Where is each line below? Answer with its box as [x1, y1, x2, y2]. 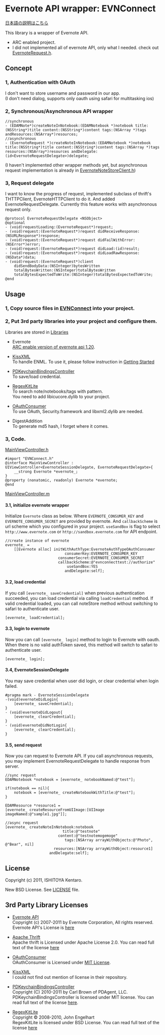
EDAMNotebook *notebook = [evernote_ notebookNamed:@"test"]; [5, 777, 135, 782]
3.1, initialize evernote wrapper [5, 502, 69, 508]
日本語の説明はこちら [5, 20, 48, 26]
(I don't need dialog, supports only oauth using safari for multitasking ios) [5, 95, 154, 101]
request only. [5, 207, 32, 213]
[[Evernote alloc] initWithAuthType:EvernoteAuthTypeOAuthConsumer [14, 547, 155, 552]
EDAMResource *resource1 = [5, 803, 61, 808]
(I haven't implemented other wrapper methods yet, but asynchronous [5, 162, 148, 168]
